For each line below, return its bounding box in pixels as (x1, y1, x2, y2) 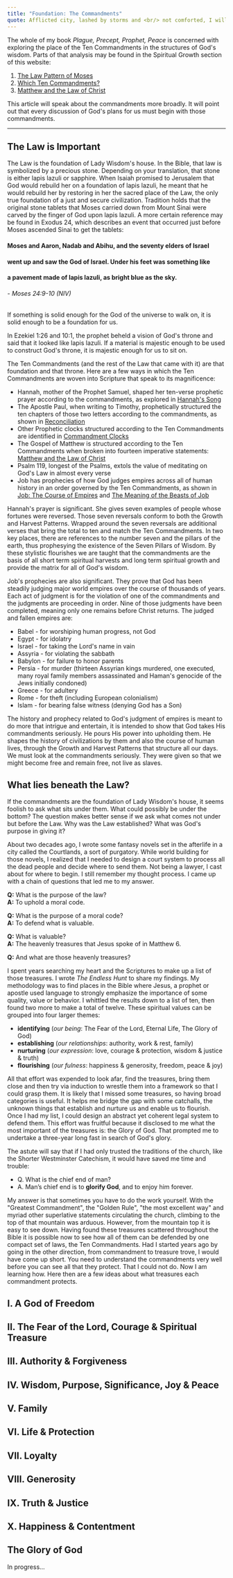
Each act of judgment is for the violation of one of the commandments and (7, 591, 220, 601)
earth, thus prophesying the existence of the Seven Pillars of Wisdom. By (7, 542, 216, 550)
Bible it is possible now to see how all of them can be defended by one (7, 1233, 209, 1241)
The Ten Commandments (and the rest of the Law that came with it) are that (7, 360, 225, 368)
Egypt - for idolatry (17, 635, 72, 643)
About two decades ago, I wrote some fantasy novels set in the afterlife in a (7, 841, 223, 849)
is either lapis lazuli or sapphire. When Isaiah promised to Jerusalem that (7, 174, 215, 183)
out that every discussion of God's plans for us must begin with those (7, 107, 206, 115)
